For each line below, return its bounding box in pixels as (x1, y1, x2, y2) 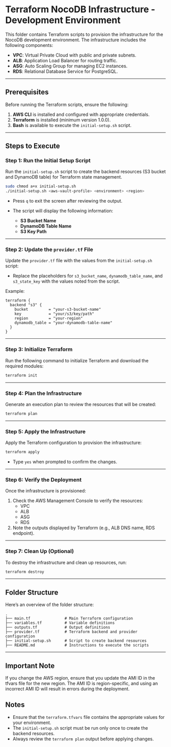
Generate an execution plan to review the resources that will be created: (5, 401, 156, 407)
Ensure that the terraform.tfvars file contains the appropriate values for (12, 714, 165, 720)
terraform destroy (5, 569, 44, 575)
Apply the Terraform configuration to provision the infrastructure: (5, 440, 142, 446)
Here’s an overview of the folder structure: (5, 602, 94, 608)
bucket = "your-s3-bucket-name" (14, 307, 101, 312)
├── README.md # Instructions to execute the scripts (5, 643, 149, 648)
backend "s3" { (10, 303, 42, 308)
